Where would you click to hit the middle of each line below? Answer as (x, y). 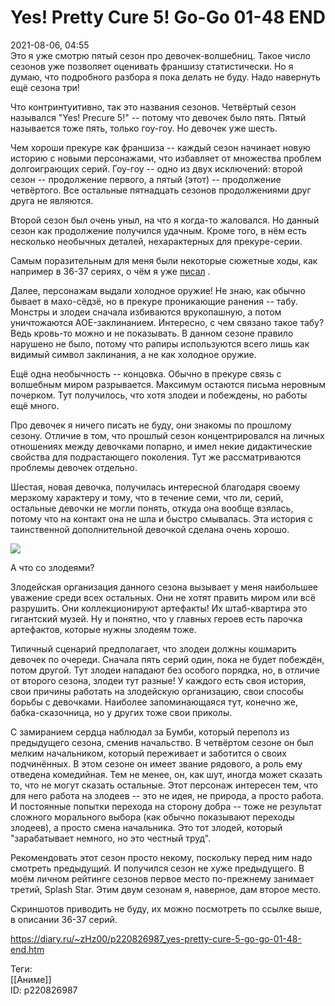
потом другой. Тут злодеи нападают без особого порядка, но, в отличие (165, 670)
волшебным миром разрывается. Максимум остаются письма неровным (168, 384)
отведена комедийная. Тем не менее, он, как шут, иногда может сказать (166, 774)
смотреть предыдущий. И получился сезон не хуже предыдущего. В (157, 868)
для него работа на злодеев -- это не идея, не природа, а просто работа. (167, 795)
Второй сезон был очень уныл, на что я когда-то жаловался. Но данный (165, 220)
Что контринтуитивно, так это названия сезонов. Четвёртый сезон (153, 107)
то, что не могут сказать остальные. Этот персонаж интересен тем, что (164, 785)
